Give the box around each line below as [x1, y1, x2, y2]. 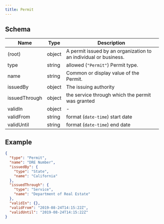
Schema [5, 25, 31, 34]
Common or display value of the [66, 70, 140, 76]
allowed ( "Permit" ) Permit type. [66, 62, 138, 69]
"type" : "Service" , [14, 187, 54, 192]
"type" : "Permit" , [9, 155, 47, 161]
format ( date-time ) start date [66, 113, 133, 120]
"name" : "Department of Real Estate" [14, 192, 91, 197]
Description [97, 39, 125, 46]
